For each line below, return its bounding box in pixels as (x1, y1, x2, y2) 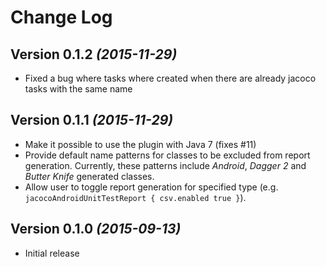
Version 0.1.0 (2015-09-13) (10, 221, 182, 238)
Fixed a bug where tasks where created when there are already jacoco (24, 72, 317, 84)
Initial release (24, 247, 80, 259)
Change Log (10, 6, 113, 29)
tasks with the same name (24, 83, 133, 95)
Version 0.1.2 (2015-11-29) (10, 46, 178, 63)
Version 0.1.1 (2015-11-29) (10, 112, 174, 129)
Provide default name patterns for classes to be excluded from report (24, 149, 311, 161)
